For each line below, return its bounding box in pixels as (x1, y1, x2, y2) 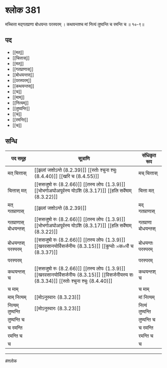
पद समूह (11, 155, 26, 162)
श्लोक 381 (5, 4, 41, 16)
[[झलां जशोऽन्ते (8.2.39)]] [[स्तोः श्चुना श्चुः (34, 167, 117, 174)
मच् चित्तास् (138, 170, 158, 177)
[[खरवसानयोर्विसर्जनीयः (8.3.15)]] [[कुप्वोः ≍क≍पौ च (34, 242, 134, 249)
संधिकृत (142, 152, 157, 159)
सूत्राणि (78, 155, 90, 162)
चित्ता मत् (138, 187, 154, 194)
